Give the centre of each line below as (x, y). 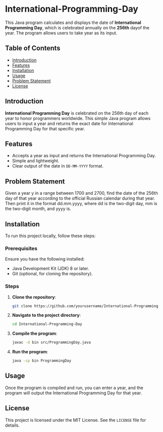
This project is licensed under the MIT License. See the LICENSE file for (75, 420)
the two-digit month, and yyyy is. (38, 209)
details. (12, 425)
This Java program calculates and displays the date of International (73, 22)
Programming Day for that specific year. (45, 128)
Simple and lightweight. (36, 161)
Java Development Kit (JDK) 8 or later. (51, 268)
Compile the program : (35, 333)
